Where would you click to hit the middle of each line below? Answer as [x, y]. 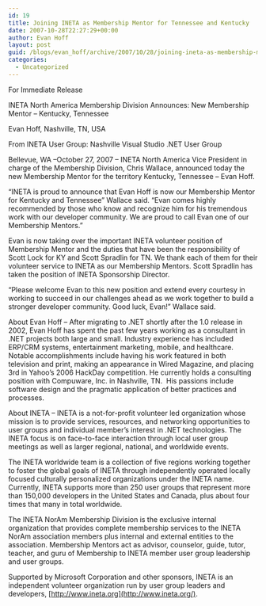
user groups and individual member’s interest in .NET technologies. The [125, 429]
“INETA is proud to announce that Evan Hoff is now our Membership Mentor [132, 192]
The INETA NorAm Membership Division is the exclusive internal [112, 519]
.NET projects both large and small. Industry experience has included [121, 338]
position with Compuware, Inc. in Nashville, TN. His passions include [121, 380]
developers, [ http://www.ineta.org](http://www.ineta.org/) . [103, 593]
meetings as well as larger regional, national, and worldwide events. [119, 446]
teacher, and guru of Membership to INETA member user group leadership [129, 553]
